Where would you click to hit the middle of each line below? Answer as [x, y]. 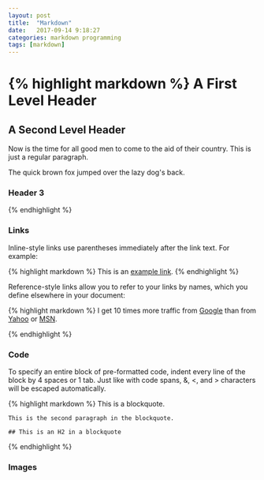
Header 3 [26, 193]
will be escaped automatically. [57, 388]
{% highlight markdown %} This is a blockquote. [87, 404]
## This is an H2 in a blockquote [65, 432]
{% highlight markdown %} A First [123, 84]
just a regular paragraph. [48, 157]
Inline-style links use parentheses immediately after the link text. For [119, 247]
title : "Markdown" [40, 23]
